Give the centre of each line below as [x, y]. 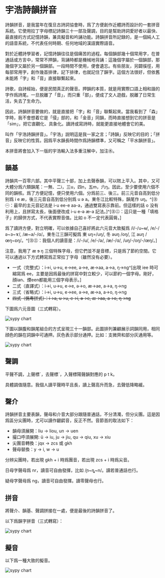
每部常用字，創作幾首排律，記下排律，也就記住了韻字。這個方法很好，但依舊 [82, 72]
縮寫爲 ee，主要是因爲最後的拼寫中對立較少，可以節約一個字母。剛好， [84, 273]
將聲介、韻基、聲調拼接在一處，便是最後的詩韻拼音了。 [61, 511]
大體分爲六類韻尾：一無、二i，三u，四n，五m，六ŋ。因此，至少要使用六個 [80, 187]
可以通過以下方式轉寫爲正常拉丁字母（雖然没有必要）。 [60, 257]
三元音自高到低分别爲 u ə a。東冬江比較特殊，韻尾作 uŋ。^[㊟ [96, 199]
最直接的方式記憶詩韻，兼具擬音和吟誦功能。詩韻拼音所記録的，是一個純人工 [82, 37]
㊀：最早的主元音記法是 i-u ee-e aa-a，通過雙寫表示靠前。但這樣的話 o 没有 [82, 205]
